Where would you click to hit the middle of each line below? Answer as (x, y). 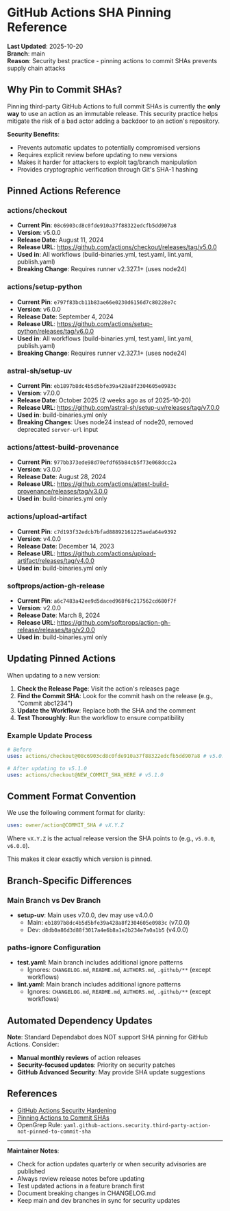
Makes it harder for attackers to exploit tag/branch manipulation (107, 162)
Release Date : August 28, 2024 (61, 477)
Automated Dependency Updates (80, 1020)
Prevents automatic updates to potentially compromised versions (108, 147)
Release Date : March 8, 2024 (59, 615)
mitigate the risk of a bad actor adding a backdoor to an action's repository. (114, 121)
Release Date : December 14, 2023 (66, 546)
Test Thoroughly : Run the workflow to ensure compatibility (101, 717)
